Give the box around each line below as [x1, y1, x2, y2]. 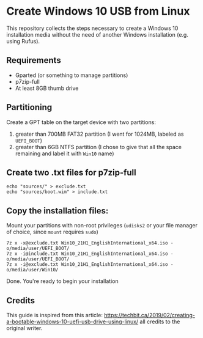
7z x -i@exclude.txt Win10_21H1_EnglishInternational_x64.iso [6, 262, 168, 268]
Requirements [6, 55, 61, 65]
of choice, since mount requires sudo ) [6, 228, 99, 236]
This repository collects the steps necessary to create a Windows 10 [6, 24, 179, 32]
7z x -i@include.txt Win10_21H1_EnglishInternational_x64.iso [6, 251, 168, 257]
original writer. [6, 325, 43, 331]
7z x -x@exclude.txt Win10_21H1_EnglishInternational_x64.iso [6, 240, 168, 246]
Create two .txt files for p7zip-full [6, 167, 136, 178]
